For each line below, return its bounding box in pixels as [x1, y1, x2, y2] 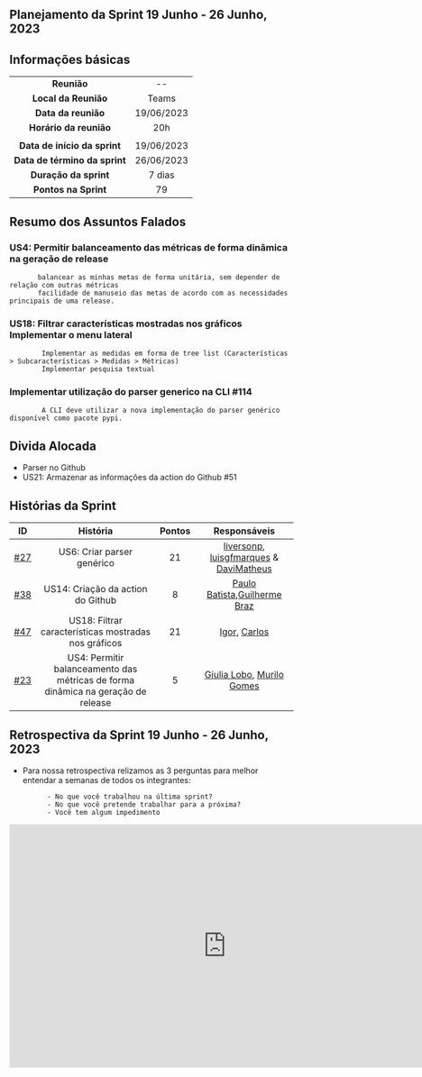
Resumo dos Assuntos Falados [9, 214, 187, 229]
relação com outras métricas [9, 280, 119, 289]
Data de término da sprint [14, 154, 126, 167]
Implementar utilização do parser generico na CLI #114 [9, 386, 252, 398]
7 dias [148, 169, 175, 181]
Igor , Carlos [219, 625, 270, 638]
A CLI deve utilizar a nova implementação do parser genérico [41, 406, 280, 415]
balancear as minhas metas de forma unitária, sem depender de [37, 272, 280, 282]
